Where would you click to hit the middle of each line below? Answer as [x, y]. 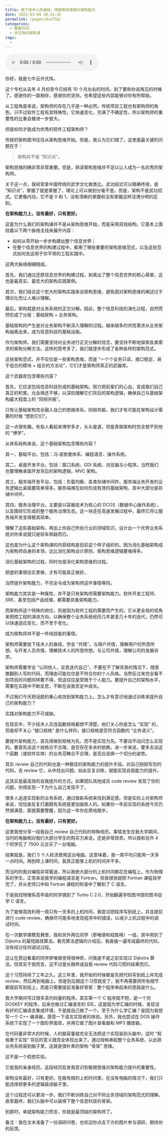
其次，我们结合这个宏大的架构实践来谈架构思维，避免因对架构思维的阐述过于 [84, 291]
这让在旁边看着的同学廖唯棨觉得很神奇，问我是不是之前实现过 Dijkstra [77, 957]
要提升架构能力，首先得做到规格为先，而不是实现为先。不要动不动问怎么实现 [84, 741]
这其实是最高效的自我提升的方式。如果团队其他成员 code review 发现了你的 [82, 781]
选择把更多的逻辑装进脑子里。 [40, 1084]
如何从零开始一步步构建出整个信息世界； [54, 241]
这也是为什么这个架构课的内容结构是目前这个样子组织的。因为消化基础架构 [82, 544]
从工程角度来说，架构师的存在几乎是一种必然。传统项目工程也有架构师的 [79, 106]
